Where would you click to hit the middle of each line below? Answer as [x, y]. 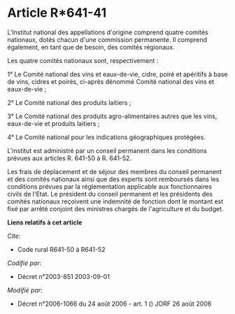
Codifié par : [24, 263]
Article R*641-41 [57, 13]
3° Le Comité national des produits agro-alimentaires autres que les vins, [112, 116]
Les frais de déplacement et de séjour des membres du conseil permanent [115, 171]
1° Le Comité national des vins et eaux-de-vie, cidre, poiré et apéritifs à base [117, 74]
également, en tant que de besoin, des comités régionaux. [91, 47]
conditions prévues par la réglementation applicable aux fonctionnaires [109, 186]
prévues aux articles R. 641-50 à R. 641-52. [69, 158]
